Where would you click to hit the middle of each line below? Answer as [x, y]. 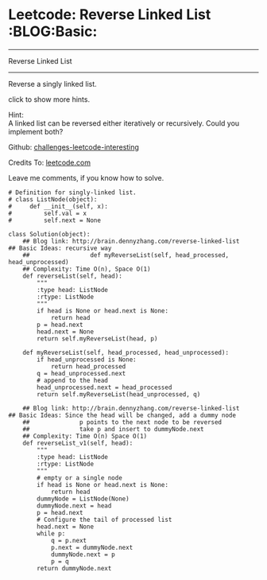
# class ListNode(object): [53, 199]
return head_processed [88, 366]
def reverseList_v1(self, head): [78, 443]
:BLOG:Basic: [53, 31]
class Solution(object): [49, 234]
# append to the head [73, 380]
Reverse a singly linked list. [52, 84]
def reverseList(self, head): [73, 276]
